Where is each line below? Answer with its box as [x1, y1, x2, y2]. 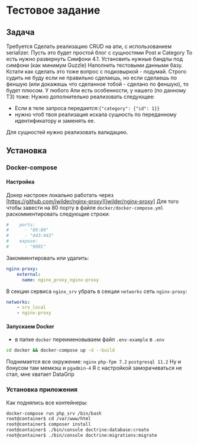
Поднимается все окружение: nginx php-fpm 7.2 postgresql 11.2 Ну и [6, 358, 181, 365]
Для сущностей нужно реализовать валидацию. [6, 128, 128, 136]
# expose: [6, 238, 38, 244]
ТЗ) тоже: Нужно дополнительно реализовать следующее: [6, 93, 155, 100]
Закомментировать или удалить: [6, 254, 89, 261]
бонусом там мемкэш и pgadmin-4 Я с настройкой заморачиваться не [6, 365, 182, 372]
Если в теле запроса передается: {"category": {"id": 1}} [14, 105, 160, 111]
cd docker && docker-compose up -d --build [6, 348, 115, 353]
